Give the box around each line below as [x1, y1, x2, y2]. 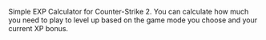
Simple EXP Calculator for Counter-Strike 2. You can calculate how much [8, 7, 249, 16]
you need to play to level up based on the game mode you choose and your [8, 15, 258, 25]
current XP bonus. [8, 24, 69, 33]
